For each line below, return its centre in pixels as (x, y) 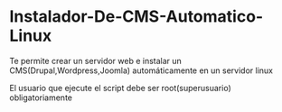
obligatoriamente (41, 98)
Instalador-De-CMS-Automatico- (136, 17)
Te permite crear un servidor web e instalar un (96, 61)
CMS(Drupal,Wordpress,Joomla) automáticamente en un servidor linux (141, 70)
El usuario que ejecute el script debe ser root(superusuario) (121, 88)
